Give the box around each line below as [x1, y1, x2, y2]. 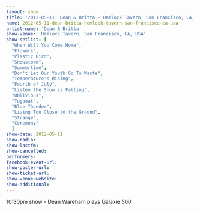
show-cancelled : [6, 148, 47, 154]
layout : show [6, 8, 39, 15]
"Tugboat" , [11, 98, 39, 104]
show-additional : [6, 182, 50, 188]
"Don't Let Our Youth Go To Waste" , [11, 70, 103, 76]
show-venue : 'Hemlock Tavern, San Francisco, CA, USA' [6, 31, 147, 37]
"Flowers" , [11, 48, 39, 54]
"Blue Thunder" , [11, 103, 52, 110]
